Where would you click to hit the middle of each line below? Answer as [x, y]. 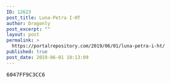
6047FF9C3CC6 [26, 74]
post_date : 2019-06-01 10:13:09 [47, 57]
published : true [27, 52]
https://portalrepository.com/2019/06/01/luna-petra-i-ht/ [89, 46]
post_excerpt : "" [28, 29]
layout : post [23, 35]
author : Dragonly [28, 23]
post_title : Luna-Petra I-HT [43, 18]
